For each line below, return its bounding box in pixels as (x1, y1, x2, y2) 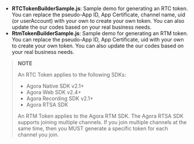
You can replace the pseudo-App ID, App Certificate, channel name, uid (11, 11, 186, 18)
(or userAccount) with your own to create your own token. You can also (11, 18, 185, 24)
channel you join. (17, 131, 59, 138)
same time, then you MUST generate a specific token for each (17, 125, 169, 132)
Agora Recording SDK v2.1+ (26, 95, 94, 102)
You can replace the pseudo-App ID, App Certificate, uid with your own (11, 36, 184, 43)
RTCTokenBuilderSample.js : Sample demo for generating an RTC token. (11, 5, 188, 12)
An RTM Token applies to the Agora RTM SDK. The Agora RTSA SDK (17, 112, 184, 119)
